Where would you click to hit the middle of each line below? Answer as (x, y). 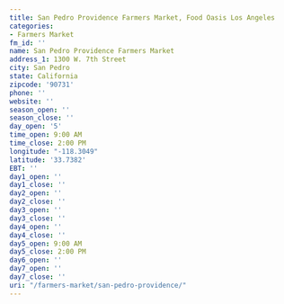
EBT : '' (24, 168)
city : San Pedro (40, 68)
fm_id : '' (28, 43)
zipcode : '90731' (42, 85)
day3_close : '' (38, 218)
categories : (31, 26)
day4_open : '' (36, 227)
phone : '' (28, 93)
